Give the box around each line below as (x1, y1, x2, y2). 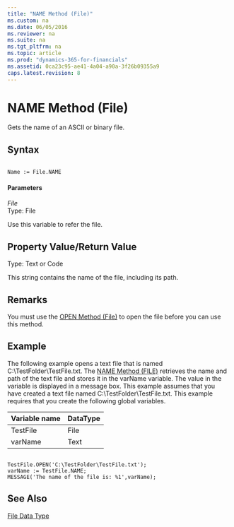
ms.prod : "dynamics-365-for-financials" (7, 57, 129, 64)
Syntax (7, 143, 40, 155)
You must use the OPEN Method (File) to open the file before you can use (7, 312, 221, 321)
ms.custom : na (7, 17, 49, 24)
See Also (7, 492, 47, 505)
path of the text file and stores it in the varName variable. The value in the (7, 374, 222, 382)
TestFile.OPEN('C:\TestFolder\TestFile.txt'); (7, 461, 147, 468)
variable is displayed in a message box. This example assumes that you (7, 381, 216, 390)
